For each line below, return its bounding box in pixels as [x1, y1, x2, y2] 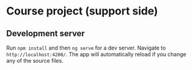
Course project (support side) [6, 4, 158, 18]
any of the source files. [6, 57, 63, 64]
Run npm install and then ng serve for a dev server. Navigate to [6, 44, 166, 51]
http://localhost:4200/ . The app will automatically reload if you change [6, 51, 187, 58]
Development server [6, 28, 85, 39]
